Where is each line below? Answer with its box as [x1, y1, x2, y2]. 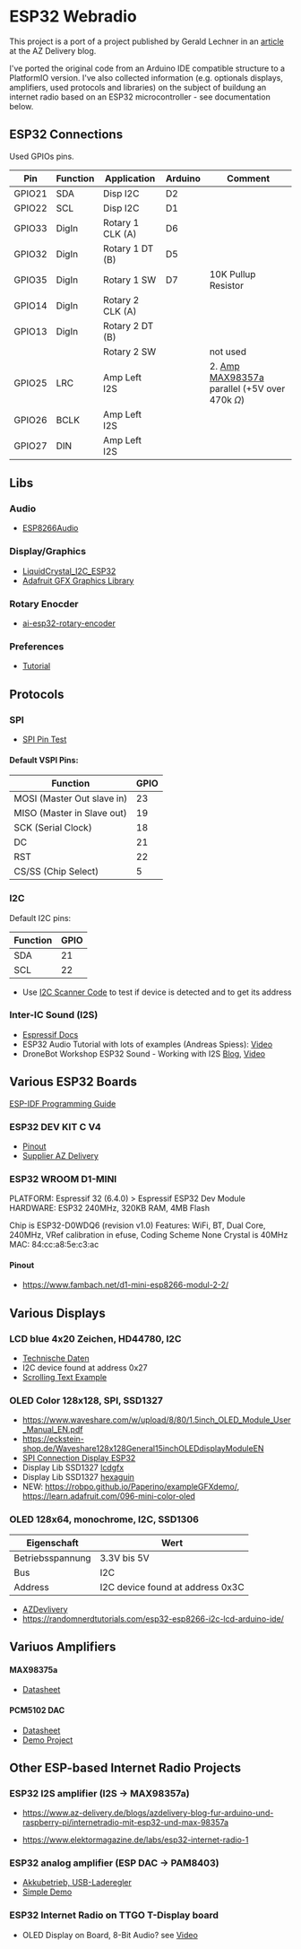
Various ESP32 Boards [9, 1075, 137, 1090]
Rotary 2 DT [102, 319, 154, 332]
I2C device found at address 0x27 [21, 1362, 148, 1373]
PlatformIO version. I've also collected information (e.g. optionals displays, [9, 72, 284, 83]
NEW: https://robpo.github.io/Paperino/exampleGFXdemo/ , [21, 1482, 240, 1492]
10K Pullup [209, 267, 256, 280]
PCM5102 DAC [9, 1704, 65, 1715]
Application [104, 172, 156, 185]
